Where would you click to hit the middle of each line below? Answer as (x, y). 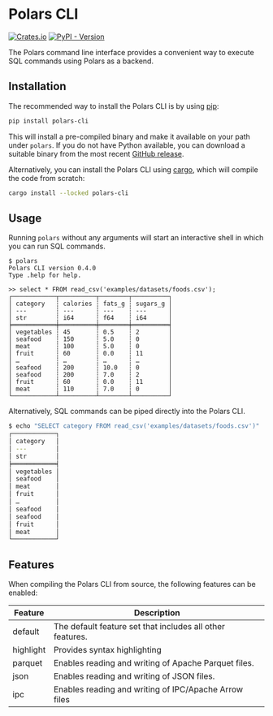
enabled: (23, 593)
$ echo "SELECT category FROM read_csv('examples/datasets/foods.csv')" (134, 426)
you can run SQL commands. (57, 246)
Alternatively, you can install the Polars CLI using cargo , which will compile (133, 169)
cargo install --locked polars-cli (69, 193)
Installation (37, 86)
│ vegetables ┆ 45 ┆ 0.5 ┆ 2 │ (91, 332)
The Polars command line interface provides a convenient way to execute (131, 52)
